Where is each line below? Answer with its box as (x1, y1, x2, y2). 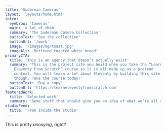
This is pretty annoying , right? (5, 121, 66, 127)
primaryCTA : (5, 53, 30, 58)
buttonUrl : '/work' (9, 39, 50, 44)
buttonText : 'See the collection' (9, 35, 81, 40)
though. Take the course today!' (14, 76, 83, 81)
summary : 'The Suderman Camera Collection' (9, 30, 100, 35)
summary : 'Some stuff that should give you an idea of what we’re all (9, 99, 158, 104)
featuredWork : (5, 90, 35, 95)
